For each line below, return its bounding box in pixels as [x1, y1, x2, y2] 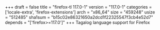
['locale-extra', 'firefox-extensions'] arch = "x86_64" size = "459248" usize [5, 9, 155, 15]
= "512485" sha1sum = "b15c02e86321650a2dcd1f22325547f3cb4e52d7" [5, 15, 154, 20]
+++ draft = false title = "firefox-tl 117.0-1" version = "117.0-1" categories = [5, 4, 152, 10]
